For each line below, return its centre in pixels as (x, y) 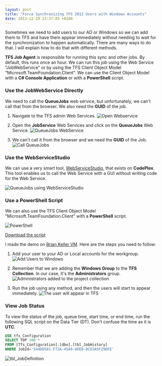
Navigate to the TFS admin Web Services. (54, 116)
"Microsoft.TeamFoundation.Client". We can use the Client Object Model (77, 73)
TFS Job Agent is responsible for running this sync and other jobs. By (75, 57)
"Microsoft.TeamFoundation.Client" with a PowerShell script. (66, 216)
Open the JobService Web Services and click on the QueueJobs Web (82, 125)
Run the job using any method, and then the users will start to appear (81, 288)
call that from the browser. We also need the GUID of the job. (66, 106)
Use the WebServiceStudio (38, 157)
